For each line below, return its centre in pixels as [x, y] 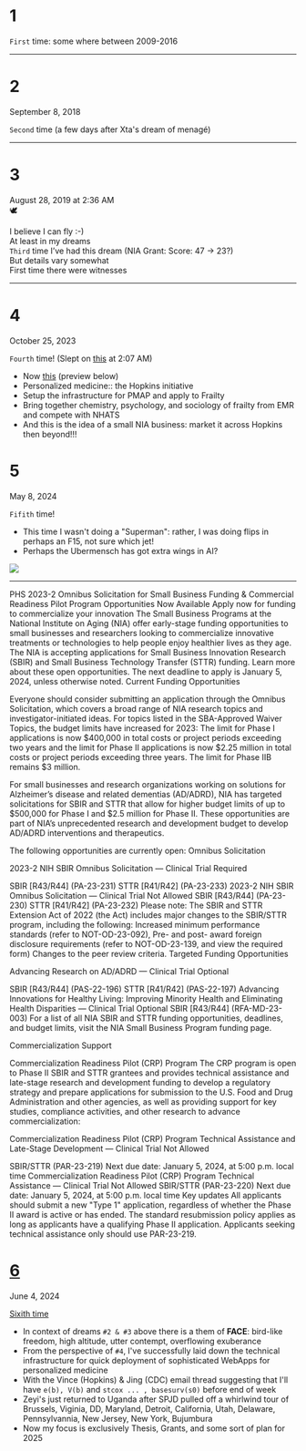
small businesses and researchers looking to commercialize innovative [142, 633]
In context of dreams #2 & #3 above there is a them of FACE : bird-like [153, 1331]
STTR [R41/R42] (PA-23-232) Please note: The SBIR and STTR [146, 905]
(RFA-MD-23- [256, 1008]
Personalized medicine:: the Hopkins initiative [108, 386]
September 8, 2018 [45, 111]
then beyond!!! [50, 434]
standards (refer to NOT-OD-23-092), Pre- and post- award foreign [136, 934]
